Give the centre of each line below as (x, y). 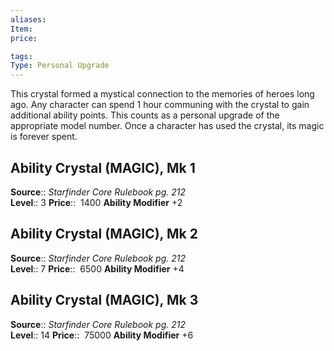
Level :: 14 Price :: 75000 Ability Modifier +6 (102, 335)
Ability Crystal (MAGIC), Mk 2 (104, 234)
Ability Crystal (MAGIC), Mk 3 (104, 300)
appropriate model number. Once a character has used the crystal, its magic (167, 126)
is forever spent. (44, 137)
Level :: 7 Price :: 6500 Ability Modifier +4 (97, 268)
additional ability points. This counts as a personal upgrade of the (145, 115)
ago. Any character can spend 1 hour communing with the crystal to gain (160, 105)
